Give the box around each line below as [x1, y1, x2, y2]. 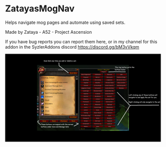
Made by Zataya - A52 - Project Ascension [5, 29, 92, 35]
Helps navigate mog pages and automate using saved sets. [5, 19, 125, 25]
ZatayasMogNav [5, 3, 75, 14]
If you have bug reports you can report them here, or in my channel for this [5, 38, 158, 45]
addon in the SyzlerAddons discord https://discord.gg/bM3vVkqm [5, 44, 139, 50]
